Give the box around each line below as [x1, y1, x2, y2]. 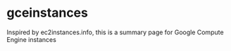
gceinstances [6, 5, 89, 21]
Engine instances [6, 35, 57, 43]
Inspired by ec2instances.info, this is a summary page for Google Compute [6, 28, 224, 36]
